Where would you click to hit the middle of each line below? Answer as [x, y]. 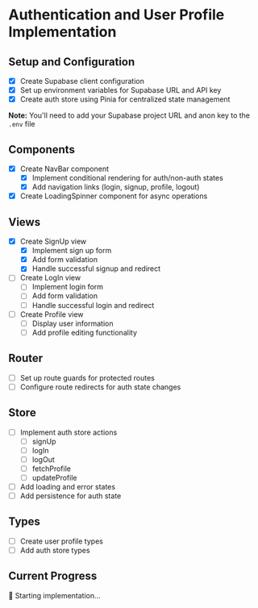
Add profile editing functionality [85, 332]
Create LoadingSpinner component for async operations [114, 196]
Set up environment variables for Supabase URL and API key [121, 90]
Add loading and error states [67, 486]
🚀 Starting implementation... [54, 595]
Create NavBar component [64, 169]
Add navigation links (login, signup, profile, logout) [116, 187]
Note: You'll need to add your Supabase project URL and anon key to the [129, 115]
